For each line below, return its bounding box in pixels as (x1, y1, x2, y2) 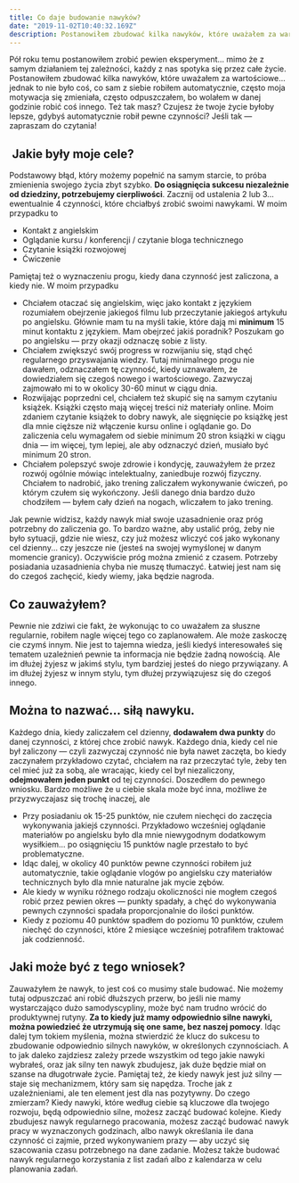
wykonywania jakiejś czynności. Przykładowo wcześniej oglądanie (21, 820, 266, 831)
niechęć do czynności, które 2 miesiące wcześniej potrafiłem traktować (21, 924, 285, 935)
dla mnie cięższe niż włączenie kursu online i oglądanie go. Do (21, 421, 252, 432)
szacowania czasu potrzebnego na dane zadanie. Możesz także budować (9, 1144, 280, 1155)
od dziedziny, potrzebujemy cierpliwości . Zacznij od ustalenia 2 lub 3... (9, 189, 274, 200)
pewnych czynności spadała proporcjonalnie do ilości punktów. (21, 905, 255, 915)
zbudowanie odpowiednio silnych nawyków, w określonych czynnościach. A (9, 1040, 289, 1051)
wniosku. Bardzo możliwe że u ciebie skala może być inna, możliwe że (9, 783, 267, 794)
